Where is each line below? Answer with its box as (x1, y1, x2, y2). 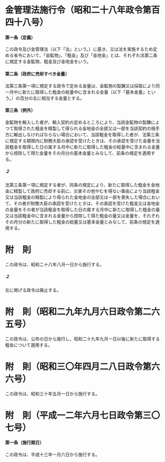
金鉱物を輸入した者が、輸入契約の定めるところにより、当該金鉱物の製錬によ (5, 119, 160, 125)
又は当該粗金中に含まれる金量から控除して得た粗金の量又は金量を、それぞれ (5, 213, 160, 219)
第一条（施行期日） (5, 440, 44, 446)
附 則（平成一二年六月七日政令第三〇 (5, 410, 161, 421)
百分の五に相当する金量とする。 (20, 95, 84, 101)
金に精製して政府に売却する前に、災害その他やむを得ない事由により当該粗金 (5, 188, 160, 194)
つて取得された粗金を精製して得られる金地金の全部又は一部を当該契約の (5, 125, 151, 131)
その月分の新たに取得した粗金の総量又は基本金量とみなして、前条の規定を (5, 219, 156, 225)
